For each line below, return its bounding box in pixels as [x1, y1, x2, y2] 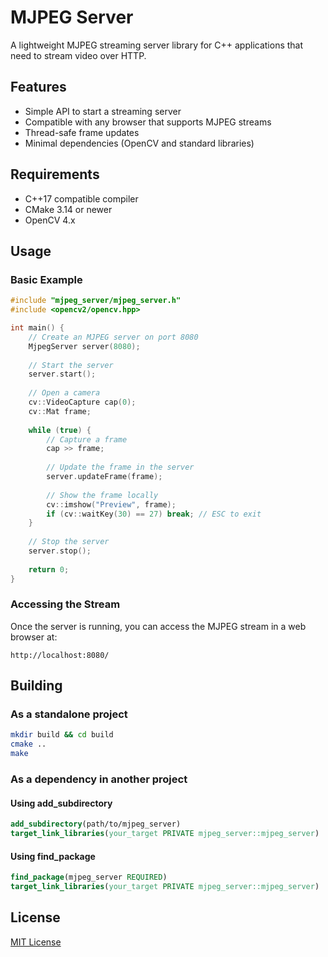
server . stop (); [28, 546, 92, 556]
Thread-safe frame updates [24, 126, 140, 138]
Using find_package [10, 850, 96, 862]
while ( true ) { [28, 425, 92, 435]
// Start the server [28, 360, 114, 370]
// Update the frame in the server [46, 462, 195, 473]
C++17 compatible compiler [24, 192, 139, 205]
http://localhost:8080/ [10, 650, 110, 660]
